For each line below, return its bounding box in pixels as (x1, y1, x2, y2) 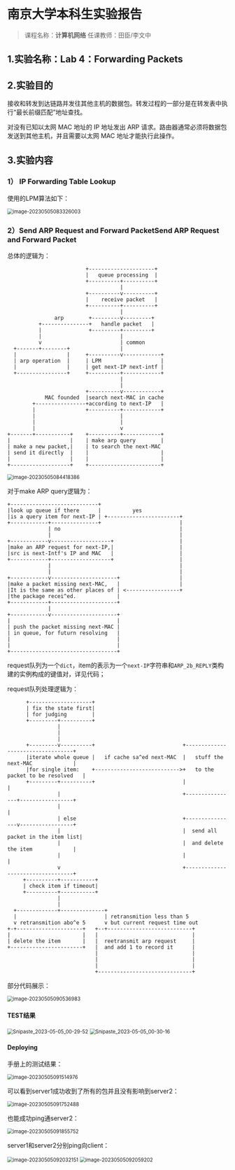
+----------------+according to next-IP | (32, 401, 164, 408)
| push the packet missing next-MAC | (7, 624, 120, 631)
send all (192, 828, 218, 835)
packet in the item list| (7, 834, 83, 841)
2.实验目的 (7, 79, 54, 91)
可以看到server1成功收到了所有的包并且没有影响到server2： (7, 1087, 180, 1095)
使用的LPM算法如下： (7, 194, 70, 202)
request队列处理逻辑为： (7, 685, 79, 693)
